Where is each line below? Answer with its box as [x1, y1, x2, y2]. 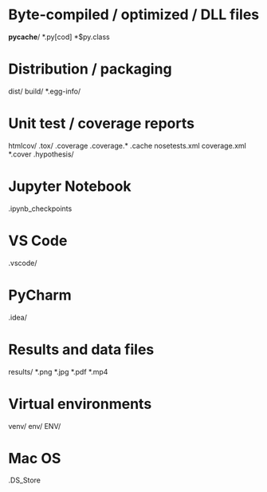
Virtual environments [8, 395, 152, 413]
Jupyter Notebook [8, 177, 132, 195]
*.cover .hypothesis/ [8, 149, 74, 159]
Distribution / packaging [8, 60, 173, 78]
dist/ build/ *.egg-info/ [8, 86, 81, 96]
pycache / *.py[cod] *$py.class [8, 32, 110, 42]
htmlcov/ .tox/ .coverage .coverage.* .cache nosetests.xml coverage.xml [8, 141, 247, 150]
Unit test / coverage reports [8, 114, 195, 133]
